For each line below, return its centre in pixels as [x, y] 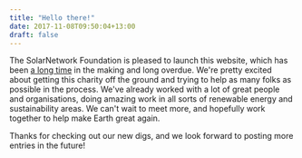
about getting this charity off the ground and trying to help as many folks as [151, 80]
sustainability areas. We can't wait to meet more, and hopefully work [137, 109]
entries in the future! [48, 145]
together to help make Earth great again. [85, 118]
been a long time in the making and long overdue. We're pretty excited [141, 70]
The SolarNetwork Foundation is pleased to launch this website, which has [149, 61]
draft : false [34, 35]
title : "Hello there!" [52, 18]
